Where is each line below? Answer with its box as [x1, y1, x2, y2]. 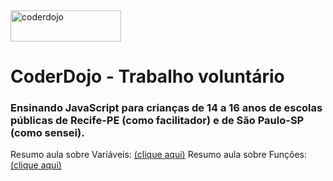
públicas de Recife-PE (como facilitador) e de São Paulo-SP [10, 114, 305, 128]
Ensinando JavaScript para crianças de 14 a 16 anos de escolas [10, 101, 323, 115]
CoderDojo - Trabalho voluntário [10, 65, 285, 88]
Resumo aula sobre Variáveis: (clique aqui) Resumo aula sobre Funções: [10, 149, 308, 161]
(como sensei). [10, 126, 85, 140]
